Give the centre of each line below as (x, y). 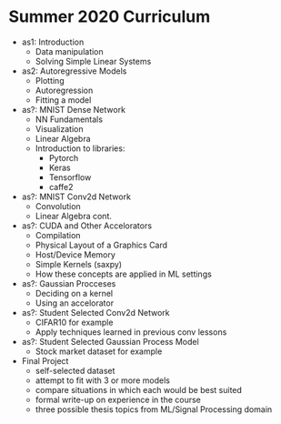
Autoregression (64, 90)
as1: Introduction (53, 42)
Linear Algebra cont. (74, 216)
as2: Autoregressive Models (74, 71)
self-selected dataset (75, 370)
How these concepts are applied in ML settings (124, 274)
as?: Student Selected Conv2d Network (95, 312)
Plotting (50, 80)
